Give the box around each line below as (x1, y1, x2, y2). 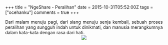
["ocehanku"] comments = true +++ (5, 9, 79, 15)
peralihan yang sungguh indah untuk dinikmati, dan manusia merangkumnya (5, 24, 163, 30)
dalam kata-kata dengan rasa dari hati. (5, 30, 85, 35)
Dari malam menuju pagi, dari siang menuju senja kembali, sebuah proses (5, 19, 163, 25)
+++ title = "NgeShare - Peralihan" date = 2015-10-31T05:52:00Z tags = (5, 4, 153, 10)
